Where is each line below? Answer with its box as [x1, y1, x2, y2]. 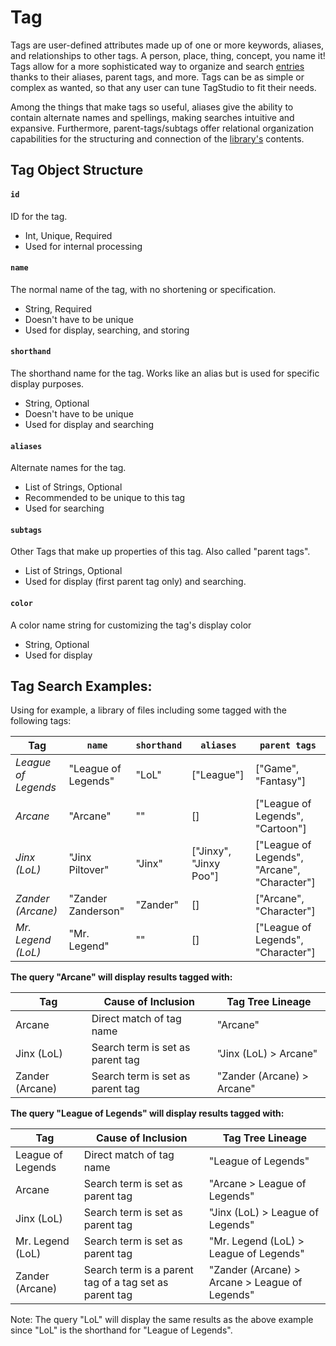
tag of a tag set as [83, 1276, 169, 1290]
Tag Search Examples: [10, 677, 153, 695]
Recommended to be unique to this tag [24, 492, 186, 504]
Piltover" [68, 863, 110, 877]
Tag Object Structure [10, 162, 144, 179]
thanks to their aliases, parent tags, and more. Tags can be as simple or [10, 71, 305, 83]
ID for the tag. [10, 210, 68, 222]
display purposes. [10, 377, 85, 390]
